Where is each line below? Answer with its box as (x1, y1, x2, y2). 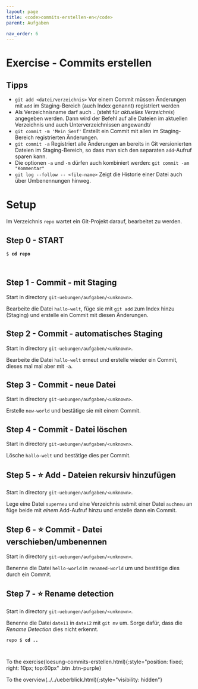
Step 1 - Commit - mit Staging (6, 278, 117, 288)
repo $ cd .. (6, 637, 39, 643)
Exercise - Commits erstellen (6, 56, 152, 70)
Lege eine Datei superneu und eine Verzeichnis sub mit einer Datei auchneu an (6, 500, 193, 507)
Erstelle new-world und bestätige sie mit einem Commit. (6, 407, 141, 414)
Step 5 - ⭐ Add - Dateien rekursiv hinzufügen (6, 470, 177, 480)
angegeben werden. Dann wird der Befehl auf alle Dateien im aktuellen (14, 115, 188, 122)
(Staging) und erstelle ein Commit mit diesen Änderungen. (6, 311, 149, 318)
